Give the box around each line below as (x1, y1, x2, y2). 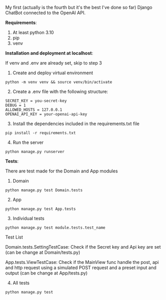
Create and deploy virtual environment (12, 70, 93, 76)
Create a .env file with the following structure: (12, 88, 108, 95)
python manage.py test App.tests (5, 206, 76, 212)
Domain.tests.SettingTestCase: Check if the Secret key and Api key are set (5, 244, 161, 250)
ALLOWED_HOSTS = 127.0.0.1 (5, 107, 62, 112)
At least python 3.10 (12, 29, 54, 35)
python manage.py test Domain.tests (5, 188, 83, 193)
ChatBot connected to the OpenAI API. (5, 10, 86, 16)
